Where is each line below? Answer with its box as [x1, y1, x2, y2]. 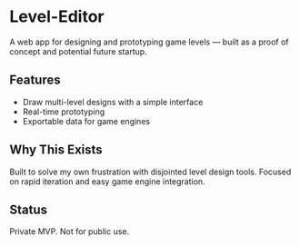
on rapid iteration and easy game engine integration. [9, 175, 206, 187]
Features [9, 73, 61, 88]
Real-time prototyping [22, 106, 105, 117]
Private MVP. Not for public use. [9, 226, 130, 237]
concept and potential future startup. [9, 45, 147, 56]
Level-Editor [9, 6, 105, 27]
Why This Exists [9, 143, 103, 158]
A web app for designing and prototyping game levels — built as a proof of [9, 36, 289, 47]
